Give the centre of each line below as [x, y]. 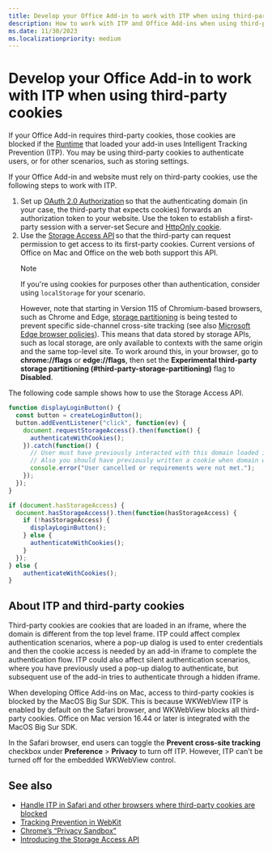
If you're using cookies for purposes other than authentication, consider [140, 284]
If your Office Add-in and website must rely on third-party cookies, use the [133, 177]
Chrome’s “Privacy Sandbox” [68, 830]
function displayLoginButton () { [65, 408]
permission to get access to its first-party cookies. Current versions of [137, 245]
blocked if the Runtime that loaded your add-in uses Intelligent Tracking [128, 144]
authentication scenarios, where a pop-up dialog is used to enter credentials [136, 643]
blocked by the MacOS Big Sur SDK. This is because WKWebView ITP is [128, 701]
